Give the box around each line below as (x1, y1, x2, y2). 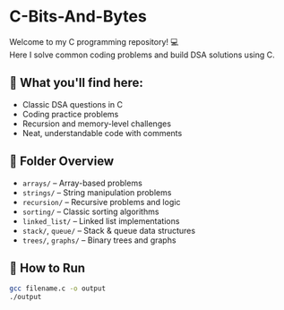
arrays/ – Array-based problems (22, 177, 143, 188)
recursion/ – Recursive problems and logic (22, 196, 181, 207)
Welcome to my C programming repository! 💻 (9, 36, 179, 47)
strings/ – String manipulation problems (22, 186, 172, 198)
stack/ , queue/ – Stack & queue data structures (22, 225, 195, 236)
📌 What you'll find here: (9, 75, 143, 90)
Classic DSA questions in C (22, 99, 124, 109)
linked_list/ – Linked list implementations (22, 215, 180, 226)
